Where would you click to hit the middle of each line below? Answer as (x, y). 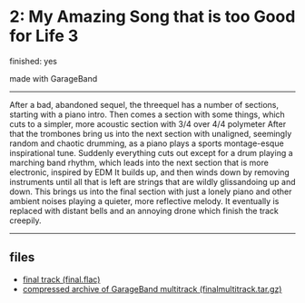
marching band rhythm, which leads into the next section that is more (139, 162)
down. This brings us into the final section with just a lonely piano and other (151, 191)
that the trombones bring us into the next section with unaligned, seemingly (151, 133)
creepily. (26, 220)
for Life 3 (44, 36)
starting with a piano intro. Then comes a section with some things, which (148, 114)
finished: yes (33, 61)
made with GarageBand (54, 78)
